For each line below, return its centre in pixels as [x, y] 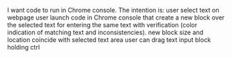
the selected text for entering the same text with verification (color [102, 25]
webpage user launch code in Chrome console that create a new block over [116, 17]
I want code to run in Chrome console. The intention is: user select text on [113, 10]
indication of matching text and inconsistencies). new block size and [106, 32]
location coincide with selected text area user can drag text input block [109, 40]
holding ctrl [24, 47]
